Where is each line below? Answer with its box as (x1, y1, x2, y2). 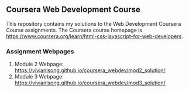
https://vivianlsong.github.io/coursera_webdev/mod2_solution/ (14, 67, 166, 74)
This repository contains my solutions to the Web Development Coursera (6, 20, 181, 27)
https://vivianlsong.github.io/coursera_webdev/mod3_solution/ (14, 79, 166, 87)
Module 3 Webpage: (14, 73, 64, 80)
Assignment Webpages (6, 47, 74, 55)
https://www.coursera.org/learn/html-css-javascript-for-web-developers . (6, 32, 183, 40)
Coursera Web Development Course (6, 5, 140, 15)
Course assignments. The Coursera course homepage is (6, 26, 142, 33)
